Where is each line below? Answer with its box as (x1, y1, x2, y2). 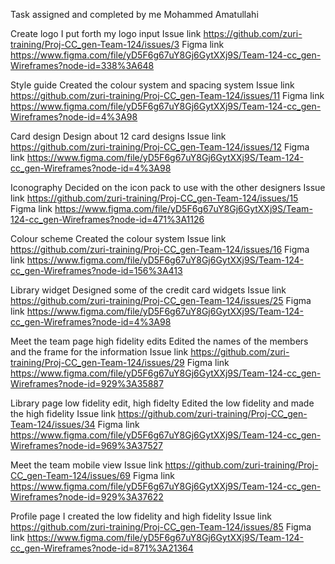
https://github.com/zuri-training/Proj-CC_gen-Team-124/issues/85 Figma (10, 521, 312, 533)
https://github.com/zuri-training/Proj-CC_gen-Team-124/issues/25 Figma (10, 295, 312, 306)
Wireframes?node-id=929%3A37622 (10, 491, 164, 503)
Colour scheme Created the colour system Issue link (10, 233, 227, 244)
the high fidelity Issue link (10, 408, 116, 419)
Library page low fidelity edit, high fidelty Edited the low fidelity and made (10, 397, 315, 409)
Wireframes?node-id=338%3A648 (10, 60, 155, 71)
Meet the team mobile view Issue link (10, 459, 163, 471)
